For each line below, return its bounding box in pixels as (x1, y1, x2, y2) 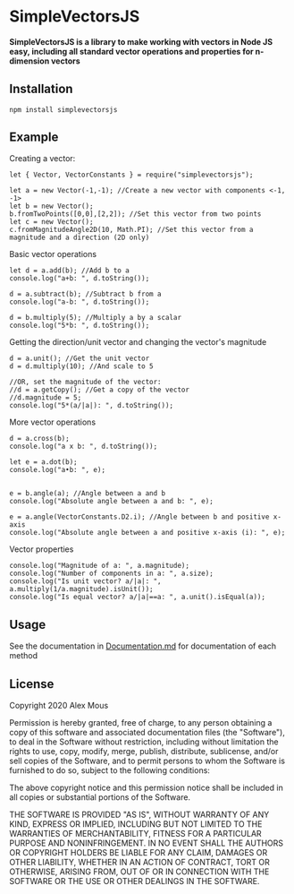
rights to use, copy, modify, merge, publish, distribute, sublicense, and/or (9, 746, 279, 757)
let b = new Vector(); (9, 202, 94, 211)
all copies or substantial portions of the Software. (9, 792, 190, 803)
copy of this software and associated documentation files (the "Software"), (9, 727, 286, 738)
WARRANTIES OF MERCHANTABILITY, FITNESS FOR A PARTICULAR (9, 829, 262, 839)
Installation (9, 82, 73, 97)
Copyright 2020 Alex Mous (9, 701, 109, 711)
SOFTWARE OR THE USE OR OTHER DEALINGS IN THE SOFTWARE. (9, 876, 260, 887)
